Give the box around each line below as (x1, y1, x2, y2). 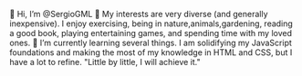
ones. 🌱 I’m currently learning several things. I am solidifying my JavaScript (9, 37, 292, 48)
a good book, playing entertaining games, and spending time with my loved (9, 28, 292, 38)
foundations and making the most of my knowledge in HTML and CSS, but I (9, 47, 293, 58)
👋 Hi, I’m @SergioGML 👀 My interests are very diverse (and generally (9, 9, 268, 19)
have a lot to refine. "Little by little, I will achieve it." (9, 57, 201, 67)
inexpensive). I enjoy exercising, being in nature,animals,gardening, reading (9, 18, 294, 29)
